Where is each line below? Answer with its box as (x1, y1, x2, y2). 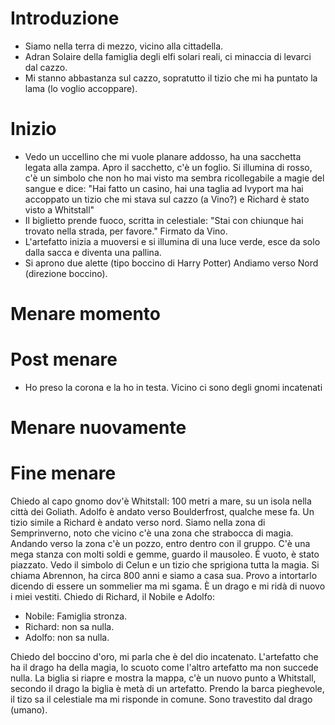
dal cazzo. (24, 61, 68, 73)
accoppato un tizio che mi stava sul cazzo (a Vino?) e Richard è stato (24, 193, 310, 205)
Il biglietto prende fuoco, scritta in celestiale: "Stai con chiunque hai (24, 214, 304, 226)
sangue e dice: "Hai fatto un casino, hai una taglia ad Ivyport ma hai (24, 182, 304, 194)
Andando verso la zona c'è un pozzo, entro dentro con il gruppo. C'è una (10, 538, 311, 550)
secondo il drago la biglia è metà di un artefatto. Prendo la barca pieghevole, (10, 683, 325, 695)
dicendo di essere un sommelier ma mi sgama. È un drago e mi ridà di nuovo (10, 580, 326, 592)
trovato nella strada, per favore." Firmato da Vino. (24, 225, 228, 237)
